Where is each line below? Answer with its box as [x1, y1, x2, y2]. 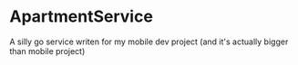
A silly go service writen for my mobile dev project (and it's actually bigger [9, 36, 289, 47]
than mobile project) [9, 45, 86, 56]
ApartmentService [9, 6, 153, 27]
